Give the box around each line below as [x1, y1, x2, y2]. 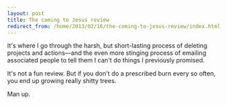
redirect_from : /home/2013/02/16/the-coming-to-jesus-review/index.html [7, 23, 221, 30]
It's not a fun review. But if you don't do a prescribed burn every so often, [7, 69, 216, 78]
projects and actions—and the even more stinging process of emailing [7, 49, 207, 57]
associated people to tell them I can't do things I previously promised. [7, 56, 205, 65]
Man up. [7, 90, 31, 98]
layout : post [7, 10, 45, 17]
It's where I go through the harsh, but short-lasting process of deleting [7, 42, 208, 50]
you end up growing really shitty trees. [7, 77, 117, 85]
